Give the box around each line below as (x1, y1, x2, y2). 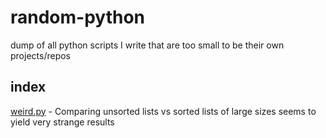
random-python (10, 6, 146, 29)
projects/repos (10, 49, 71, 61)
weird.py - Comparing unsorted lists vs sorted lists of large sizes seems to (10, 105, 317, 117)
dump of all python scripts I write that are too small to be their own (10, 39, 285, 51)
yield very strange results (10, 116, 115, 128)
